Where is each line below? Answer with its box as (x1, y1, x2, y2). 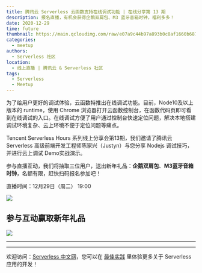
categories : (6, 37, 36, 43)
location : (6, 59, 31, 65)
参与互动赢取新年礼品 (6, 213, 85, 224)
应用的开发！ (6, 260, 38, 268)
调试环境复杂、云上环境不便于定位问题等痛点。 (6, 122, 122, 128)
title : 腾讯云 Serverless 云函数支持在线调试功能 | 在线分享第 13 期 (6, 8, 166, 15)
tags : (6, 71, 20, 77)
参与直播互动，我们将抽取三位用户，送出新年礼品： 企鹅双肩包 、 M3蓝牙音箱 (6, 162, 194, 169)
